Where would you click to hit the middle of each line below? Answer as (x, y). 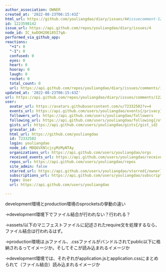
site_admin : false (29, 166)
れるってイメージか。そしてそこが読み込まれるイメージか (72, 248)
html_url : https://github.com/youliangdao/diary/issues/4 (66, 19)
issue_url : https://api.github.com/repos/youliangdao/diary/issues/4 (78, 28)
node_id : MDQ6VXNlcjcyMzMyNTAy (42, 148)
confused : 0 (22, 56)
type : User (21, 180)
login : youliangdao (30, 143)
